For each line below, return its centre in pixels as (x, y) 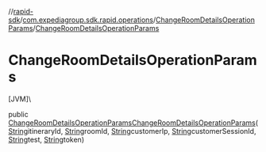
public (19, 114)
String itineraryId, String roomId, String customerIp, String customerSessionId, (132, 131)
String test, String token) (46, 139)
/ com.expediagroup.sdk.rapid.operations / (88, 20)
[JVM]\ (20, 99)
